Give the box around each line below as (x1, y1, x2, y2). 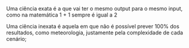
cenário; (6, 36, 27, 42)
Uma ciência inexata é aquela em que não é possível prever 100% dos (6, 23, 180, 30)
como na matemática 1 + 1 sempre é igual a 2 (6, 11, 118, 18)
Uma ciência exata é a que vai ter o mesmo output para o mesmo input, (6, 5, 183, 12)
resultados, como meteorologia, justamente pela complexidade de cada (6, 29, 184, 36)
